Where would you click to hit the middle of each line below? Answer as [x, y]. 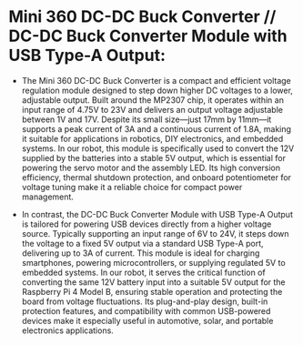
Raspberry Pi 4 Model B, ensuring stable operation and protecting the [152, 291]
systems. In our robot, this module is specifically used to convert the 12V [158, 148]
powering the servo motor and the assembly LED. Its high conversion [151, 167]
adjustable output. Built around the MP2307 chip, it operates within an [152, 100]
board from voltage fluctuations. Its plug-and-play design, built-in [145, 301]
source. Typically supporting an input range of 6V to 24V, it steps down [155, 233]
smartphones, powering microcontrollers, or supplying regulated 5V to [153, 262]
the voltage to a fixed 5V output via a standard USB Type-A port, [143, 243]
